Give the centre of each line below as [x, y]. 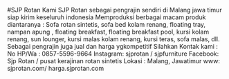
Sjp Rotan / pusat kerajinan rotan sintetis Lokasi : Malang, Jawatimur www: [113, 61]
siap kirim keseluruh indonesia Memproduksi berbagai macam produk [107, 17]
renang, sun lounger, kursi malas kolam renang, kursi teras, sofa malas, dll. [113, 39]
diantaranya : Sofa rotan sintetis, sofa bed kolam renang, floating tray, [107, 24]
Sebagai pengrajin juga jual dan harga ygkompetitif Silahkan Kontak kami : [112, 46]
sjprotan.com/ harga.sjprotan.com [56, 68]
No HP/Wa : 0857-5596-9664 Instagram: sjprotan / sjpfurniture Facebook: [113, 54]
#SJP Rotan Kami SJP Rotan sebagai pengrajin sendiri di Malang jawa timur [115, 10]
